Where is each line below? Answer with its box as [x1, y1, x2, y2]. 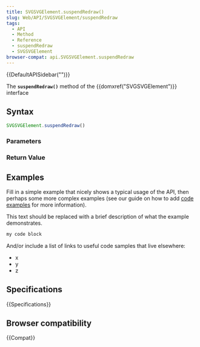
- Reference [12, 37, 42, 43]
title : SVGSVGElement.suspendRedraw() [6, 9, 104, 15]
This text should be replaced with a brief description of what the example [6, 213, 189, 220]
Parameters [6, 137, 41, 146]
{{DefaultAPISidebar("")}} [6, 70, 70, 78]
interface [6, 89, 29, 96]
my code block [6, 231, 42, 237]
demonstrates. [6, 219, 42, 227]
